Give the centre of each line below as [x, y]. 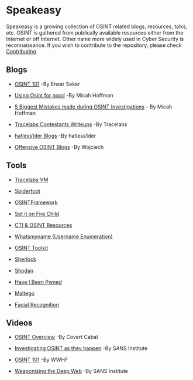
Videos [19, 323]
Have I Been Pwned [38, 281]
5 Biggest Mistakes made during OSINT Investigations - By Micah [93, 107]
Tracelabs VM [31, 179]
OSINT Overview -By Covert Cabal [56, 337]
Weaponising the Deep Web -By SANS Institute [71, 371]
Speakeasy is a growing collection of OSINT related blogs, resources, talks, [97, 26]
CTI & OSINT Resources [43, 225]
